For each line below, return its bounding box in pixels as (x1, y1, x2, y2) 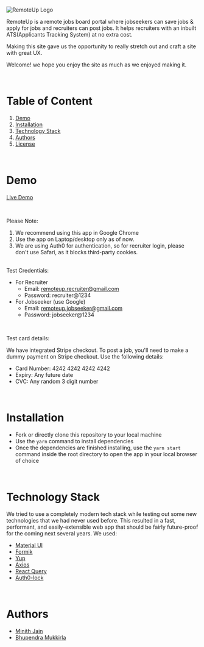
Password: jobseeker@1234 (24, 311, 94, 318)
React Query (15, 567, 47, 574)
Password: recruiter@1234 (24, 291, 91, 299)
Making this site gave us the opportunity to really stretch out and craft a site (6, 43, 197, 50)
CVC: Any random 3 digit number (15, 378, 99, 385)
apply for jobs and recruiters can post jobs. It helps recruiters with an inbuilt (6, 24, 197, 32)
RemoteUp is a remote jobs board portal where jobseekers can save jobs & (6, 18, 194, 26)
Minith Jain (15, 627, 43, 634)
